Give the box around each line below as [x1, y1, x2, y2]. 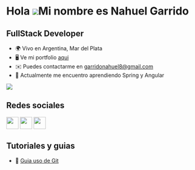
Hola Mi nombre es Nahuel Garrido [6, 4, 189, 18]
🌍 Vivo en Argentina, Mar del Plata [15, 45, 103, 52]
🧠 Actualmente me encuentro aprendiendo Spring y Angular [15, 71, 165, 79]
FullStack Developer [6, 28, 84, 39]
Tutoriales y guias [6, 141, 75, 151]
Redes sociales [6, 100, 65, 111]
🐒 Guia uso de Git [15, 157, 59, 164]
